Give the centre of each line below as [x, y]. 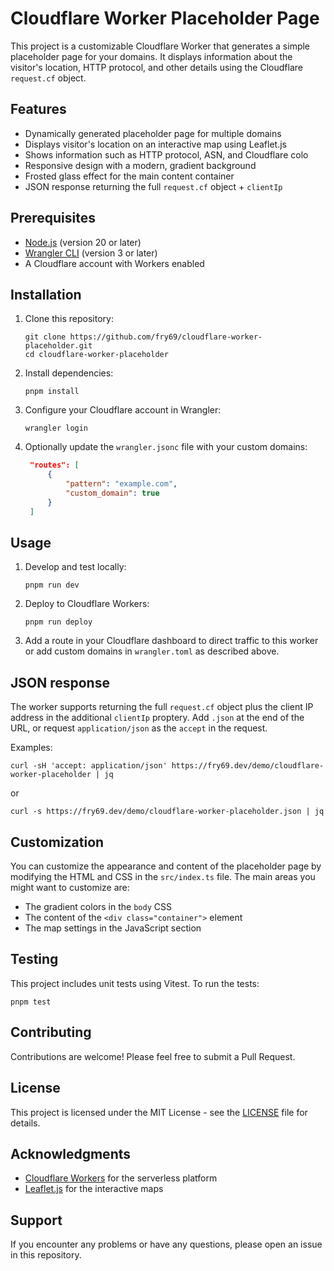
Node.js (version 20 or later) [83, 242]
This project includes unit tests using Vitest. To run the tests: [135, 983]
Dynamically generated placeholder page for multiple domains [153, 133]
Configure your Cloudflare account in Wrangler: [123, 410]
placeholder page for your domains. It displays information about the [151, 56]
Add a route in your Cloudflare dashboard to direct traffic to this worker [171, 641]
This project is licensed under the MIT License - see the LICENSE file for [159, 1112]
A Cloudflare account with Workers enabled [114, 263]
